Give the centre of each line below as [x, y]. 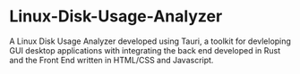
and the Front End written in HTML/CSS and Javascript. [111, 60]
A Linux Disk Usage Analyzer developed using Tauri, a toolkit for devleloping [150, 41]
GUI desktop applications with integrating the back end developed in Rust [145, 50]
